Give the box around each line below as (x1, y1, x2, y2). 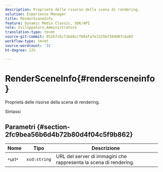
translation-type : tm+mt (5, 30, 55, 34)
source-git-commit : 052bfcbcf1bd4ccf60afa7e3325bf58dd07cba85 (5, 34, 133, 39)
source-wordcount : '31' (5, 43, 53, 48)
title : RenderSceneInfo (5, 16, 53, 21)
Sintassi (5, 109, 21, 115)
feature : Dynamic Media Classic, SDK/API (5, 20, 90, 26)
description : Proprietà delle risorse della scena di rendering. (5, 7, 140, 12)
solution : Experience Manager (5, 12, 66, 17)
